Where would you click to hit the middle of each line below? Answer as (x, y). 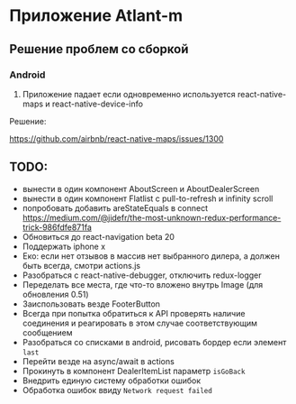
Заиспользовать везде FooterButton (91, 304)
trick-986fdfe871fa (57, 227)
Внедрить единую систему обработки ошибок (112, 381)
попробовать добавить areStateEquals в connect (115, 207)
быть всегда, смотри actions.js (81, 265)
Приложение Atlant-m (96, 16)
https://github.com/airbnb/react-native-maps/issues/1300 (117, 138)
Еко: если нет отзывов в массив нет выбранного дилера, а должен (151, 256)
